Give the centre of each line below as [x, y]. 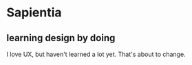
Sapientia [34, 13]
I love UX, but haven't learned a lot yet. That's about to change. [96, 54]
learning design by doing [61, 38]
